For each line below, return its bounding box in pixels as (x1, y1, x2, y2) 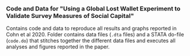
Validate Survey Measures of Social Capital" (6, 12, 134, 20)
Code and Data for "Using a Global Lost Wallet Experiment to (6, 5, 181, 13)
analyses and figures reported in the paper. (6, 43, 110, 50)
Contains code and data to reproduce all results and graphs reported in (6, 25, 177, 32)
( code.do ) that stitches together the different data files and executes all (6, 37, 176, 44)
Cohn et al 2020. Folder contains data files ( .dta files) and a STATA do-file (6, 31, 185, 38)
